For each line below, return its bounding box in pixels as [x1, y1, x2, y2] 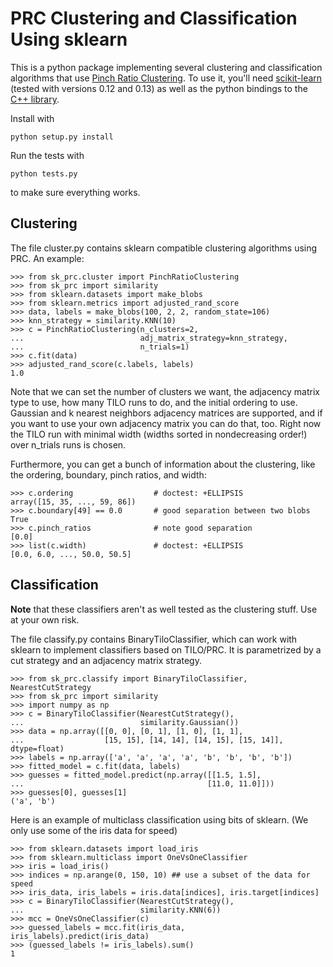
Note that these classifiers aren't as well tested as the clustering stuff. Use [10, 603, 318, 615]
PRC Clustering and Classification [10, 7, 298, 30]
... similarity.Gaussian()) [10, 717, 240, 727]
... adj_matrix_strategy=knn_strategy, [10, 333, 288, 343]
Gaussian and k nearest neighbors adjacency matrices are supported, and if [10, 407, 323, 419]
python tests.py [10, 168, 78, 179]
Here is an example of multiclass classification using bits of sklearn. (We [10, 813, 309, 826]
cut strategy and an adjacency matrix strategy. [10, 654, 202, 666]
